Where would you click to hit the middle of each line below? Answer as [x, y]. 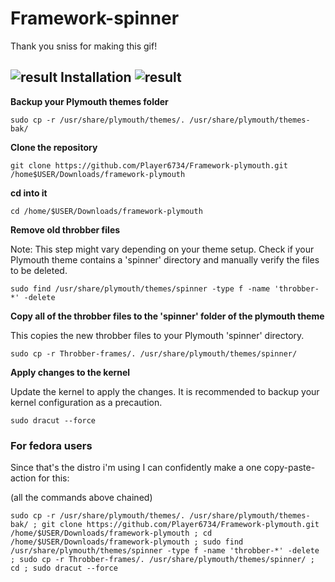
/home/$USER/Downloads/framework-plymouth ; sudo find [127, 542]
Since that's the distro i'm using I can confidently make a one [136, 468]
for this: [54, 478]
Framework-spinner [95, 18]
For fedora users [51, 445]
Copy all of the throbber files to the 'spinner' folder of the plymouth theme [167, 316]
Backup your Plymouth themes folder [89, 101]
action [23, 478]
